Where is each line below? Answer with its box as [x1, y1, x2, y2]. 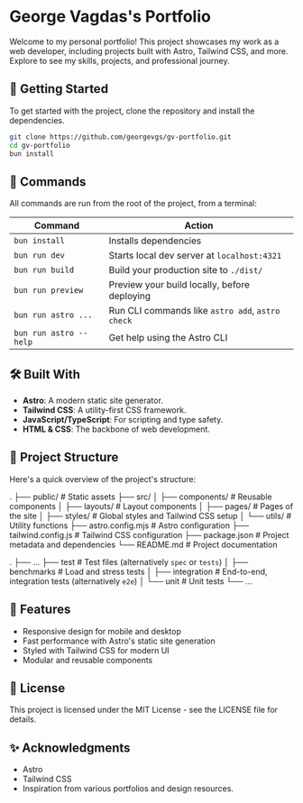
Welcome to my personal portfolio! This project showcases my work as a [9, 36, 280, 47]
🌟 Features [9, 602, 71, 617]
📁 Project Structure [9, 450, 119, 465]
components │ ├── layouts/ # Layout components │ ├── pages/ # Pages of [9, 500, 294, 511]
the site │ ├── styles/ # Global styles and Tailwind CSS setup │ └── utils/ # [9, 510, 291, 521]
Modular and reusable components [22, 654, 153, 665]
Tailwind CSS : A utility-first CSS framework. [22, 405, 187, 415]
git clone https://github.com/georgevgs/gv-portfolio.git [9, 132, 232, 141]
